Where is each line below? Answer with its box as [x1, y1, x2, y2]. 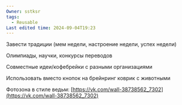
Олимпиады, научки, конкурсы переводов [6, 52, 113, 59]
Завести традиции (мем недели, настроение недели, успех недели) [6, 41, 177, 48]
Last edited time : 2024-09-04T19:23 [6, 24, 96, 31]
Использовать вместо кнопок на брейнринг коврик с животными [6, 75, 171, 82]
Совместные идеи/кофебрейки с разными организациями [6, 64, 153, 71]
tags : [6, 14, 19, 20]
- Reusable [11, 19, 38, 25]
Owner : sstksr [6, 8, 41, 15]
